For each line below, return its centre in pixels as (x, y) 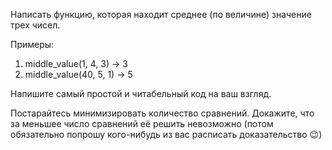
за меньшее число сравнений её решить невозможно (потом (142, 123)
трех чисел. (35, 25)
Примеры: (32, 44)
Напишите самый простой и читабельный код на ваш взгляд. (141, 93)
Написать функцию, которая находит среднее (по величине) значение (161, 14)
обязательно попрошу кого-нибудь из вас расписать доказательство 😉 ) (166, 134)
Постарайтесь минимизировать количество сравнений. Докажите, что (162, 113)
